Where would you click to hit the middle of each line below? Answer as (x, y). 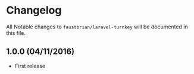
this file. (16, 33)
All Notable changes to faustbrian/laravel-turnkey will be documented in (97, 27)
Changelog (34, 10)
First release (30, 66)
